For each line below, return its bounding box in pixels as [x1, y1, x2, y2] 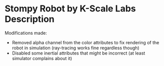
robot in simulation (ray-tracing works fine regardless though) [12, 45, 140, 51]
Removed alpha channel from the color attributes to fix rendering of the [12, 39, 159, 45]
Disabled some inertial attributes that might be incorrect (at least [12, 50, 145, 56]
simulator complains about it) [12, 55, 72, 61]
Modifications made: [5, 30, 47, 36]
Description [5, 13, 55, 25]
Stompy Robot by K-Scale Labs [5, 3, 136, 14]
